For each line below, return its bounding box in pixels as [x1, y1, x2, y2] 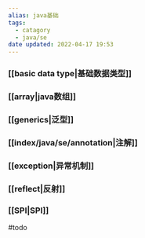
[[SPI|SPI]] [8, 205, 49, 216]
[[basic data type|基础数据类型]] [8, 68, 132, 79]
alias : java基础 [8, 11, 59, 20]
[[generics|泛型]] [8, 114, 74, 125]
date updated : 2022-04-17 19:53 [8, 41, 114, 49]
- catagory [15, 26, 51, 34]
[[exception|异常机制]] [8, 160, 94, 171]
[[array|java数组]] [8, 91, 77, 102]
